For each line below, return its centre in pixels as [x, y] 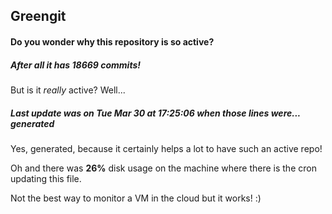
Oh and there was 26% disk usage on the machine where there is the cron [163, 168]
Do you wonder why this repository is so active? [112, 41]
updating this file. [46, 178]
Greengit [38, 16]
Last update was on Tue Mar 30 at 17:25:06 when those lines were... [155, 113]
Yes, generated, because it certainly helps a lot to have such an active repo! [166, 148]
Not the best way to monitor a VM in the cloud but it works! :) [136, 198]
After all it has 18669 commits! [75, 65]
